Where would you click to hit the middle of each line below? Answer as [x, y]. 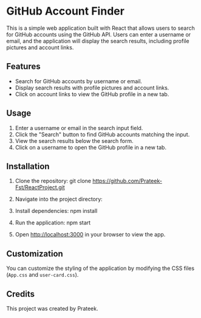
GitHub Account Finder [65, 11]
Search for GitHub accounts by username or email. [79, 81]
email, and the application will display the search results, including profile [98, 41]
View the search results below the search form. [74, 140]
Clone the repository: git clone [53, 181]
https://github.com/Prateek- [127, 181]
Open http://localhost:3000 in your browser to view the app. [90, 235]
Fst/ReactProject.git [40, 187]
